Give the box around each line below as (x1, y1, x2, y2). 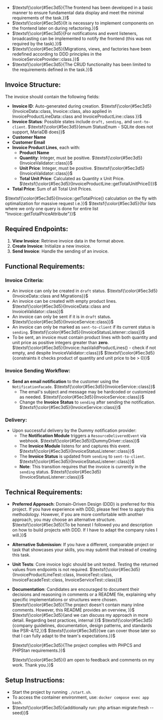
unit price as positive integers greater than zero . (12, 340, 109, 346)
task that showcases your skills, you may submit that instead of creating (12, 547, 157, 553)
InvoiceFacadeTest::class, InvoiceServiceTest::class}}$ (12, 577, 123, 583)
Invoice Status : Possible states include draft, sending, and (12, 118, 132, 124)
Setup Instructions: (5, 676, 65, 684)
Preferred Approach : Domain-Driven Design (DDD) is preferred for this (12, 501, 155, 507)
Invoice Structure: (5, 81, 61, 89)
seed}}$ (12, 710, 29, 716)
